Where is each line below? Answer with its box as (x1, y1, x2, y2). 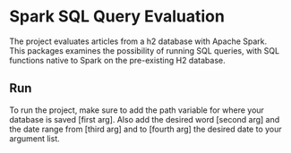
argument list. (9, 132, 60, 144)
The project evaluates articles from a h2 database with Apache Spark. (9, 36, 268, 47)
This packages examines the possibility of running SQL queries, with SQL (9, 45, 280, 55)
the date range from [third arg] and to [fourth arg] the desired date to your (9, 123, 282, 134)
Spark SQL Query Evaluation (9, 6, 226, 27)
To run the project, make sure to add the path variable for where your (9, 105, 264, 115)
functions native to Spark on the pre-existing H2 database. (9, 55, 226, 65)
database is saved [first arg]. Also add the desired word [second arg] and (9, 114, 280, 124)
